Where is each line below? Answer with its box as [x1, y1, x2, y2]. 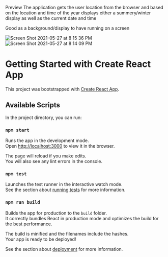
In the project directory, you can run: [5, 114, 82, 121]
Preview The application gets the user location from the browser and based [5, 5, 164, 10]
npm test [5, 171, 27, 177]
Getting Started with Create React [5, 58, 151, 70]
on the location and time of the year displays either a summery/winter [5, 10, 151, 16]
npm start [5, 127, 30, 133]
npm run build [5, 199, 40, 205]
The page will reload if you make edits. [5, 153, 87, 159]
